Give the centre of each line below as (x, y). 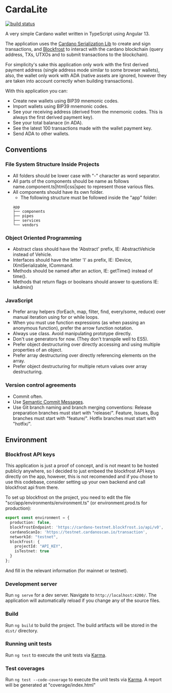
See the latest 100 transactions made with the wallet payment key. (82, 128)
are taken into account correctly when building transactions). (70, 81)
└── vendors (25, 225)
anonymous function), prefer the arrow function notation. (73, 328)
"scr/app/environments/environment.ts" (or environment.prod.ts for (76, 503)
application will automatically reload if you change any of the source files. (83, 600)
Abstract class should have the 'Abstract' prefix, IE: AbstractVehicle (84, 249)
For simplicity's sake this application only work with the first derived (77, 64)
